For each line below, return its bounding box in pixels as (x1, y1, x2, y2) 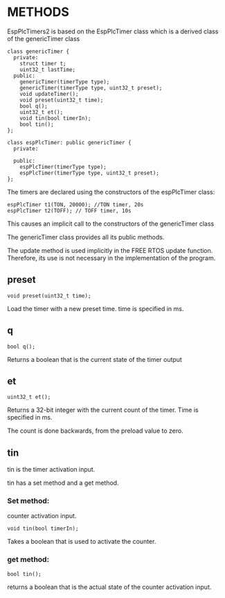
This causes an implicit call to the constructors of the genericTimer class (7, 219, 215, 228)
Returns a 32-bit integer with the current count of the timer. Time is (7, 406, 199, 414)
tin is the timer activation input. (7, 465, 96, 474)
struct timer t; (19, 60, 67, 67)
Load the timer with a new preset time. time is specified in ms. (7, 304, 184, 313)
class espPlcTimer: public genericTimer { (7, 139, 132, 146)
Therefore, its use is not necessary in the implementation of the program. (7, 254, 216, 262)
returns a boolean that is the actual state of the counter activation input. (7, 583, 212, 591)
